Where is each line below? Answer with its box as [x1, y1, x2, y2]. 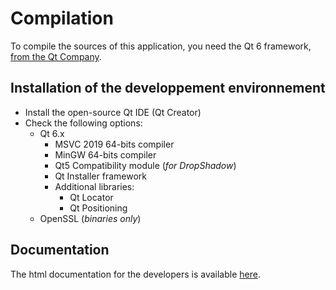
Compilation [10, 7, 114, 30]
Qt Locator [69, 191, 114, 203]
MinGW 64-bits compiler [54, 148, 157, 161]
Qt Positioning [69, 202, 128, 214]
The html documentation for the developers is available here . [10, 268, 261, 280]
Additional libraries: [54, 180, 135, 192]
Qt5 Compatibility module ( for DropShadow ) [54, 159, 237, 171]
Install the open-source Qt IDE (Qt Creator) [24, 106, 202, 118]
